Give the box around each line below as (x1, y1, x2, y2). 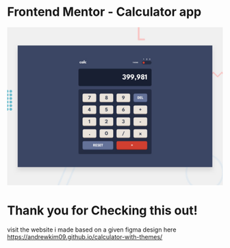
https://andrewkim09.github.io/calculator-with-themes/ (7, 233, 163, 241)
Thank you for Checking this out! (7, 203, 198, 219)
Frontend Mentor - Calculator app (7, 4, 202, 20)
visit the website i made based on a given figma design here (7, 225, 177, 234)
